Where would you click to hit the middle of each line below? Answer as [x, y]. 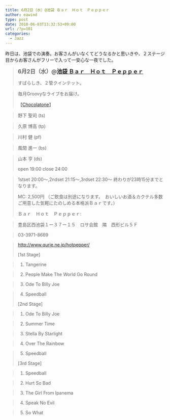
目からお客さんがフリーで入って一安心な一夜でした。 [61, 60]
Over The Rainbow [45, 343]
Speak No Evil [40, 403]
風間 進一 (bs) [32, 148]
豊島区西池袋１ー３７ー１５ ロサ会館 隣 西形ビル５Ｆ [78, 224]
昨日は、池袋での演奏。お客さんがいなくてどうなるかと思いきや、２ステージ [85, 54]
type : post [17, 19]
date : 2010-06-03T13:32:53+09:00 [41, 24]
